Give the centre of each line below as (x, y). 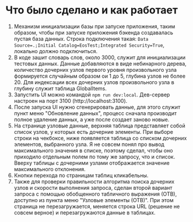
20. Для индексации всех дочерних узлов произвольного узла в (94, 82)
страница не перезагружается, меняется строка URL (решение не (97, 206)
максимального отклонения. (50, 169)
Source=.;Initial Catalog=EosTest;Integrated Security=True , (89, 45)
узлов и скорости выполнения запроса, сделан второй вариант (93, 188)
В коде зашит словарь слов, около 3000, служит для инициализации (100, 57)
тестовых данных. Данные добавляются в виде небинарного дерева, (100, 63)
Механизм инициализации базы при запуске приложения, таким (94, 26)
